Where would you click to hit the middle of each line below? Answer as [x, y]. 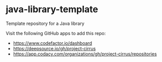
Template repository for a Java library [45, 23]
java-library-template [52, 9]
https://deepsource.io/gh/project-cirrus [54, 48]
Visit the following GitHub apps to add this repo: [56, 33]
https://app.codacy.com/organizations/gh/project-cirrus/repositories [85, 54]
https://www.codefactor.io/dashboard [53, 43]
